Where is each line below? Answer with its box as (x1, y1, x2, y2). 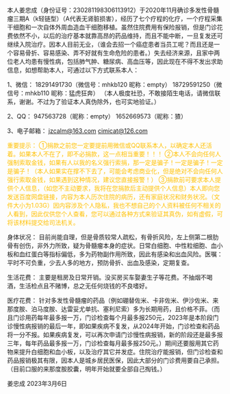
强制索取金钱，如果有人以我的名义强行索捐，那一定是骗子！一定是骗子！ (7, 158, 211, 167)
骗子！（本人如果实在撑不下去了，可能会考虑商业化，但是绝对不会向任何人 (12, 167, 223, 175)
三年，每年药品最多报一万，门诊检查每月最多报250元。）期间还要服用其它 (7, 339, 214, 347)
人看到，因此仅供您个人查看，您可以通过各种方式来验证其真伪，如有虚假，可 (7, 210, 223, 218)
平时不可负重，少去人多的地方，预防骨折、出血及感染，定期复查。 (7, 259, 193, 267)
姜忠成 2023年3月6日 (7, 380, 67, 387)
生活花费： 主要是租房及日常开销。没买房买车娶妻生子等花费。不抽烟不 (7, 273, 207, 281)
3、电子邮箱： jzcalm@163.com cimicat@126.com (7, 127, 149, 135)
